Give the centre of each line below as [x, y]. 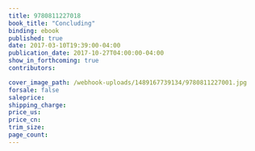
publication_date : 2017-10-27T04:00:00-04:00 [86, 53]
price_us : [25, 112]
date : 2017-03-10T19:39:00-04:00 [65, 46]
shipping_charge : [38, 105]
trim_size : [27, 128]
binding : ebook [34, 31]
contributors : [32, 68]
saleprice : [27, 97]
